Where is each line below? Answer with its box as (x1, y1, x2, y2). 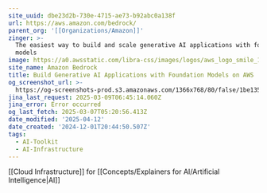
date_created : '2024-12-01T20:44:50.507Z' (8, 123, 151, 131)
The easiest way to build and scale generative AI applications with (15, 41, 250, 49)
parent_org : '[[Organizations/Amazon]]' (8, 26, 145, 34)
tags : (8, 130, 26, 138)
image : (8, 57, 30, 65)
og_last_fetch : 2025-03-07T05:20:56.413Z (8, 108, 148, 116)
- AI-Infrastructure (15, 145, 83, 153)
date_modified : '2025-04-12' (8, 116, 105, 124)
